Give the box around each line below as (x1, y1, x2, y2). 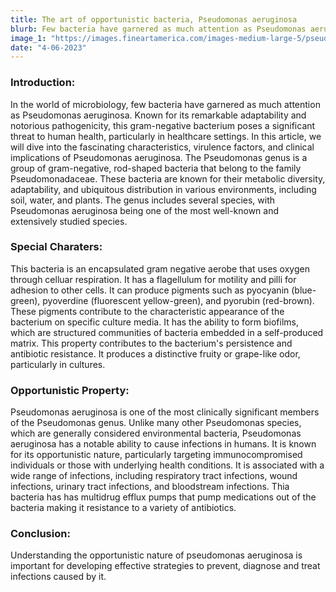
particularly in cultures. (10, 358, 106, 370)
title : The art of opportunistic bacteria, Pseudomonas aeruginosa (10, 14, 298, 25)
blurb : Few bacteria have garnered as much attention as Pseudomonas (10, 24, 307, 34)
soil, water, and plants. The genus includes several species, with (10, 194, 276, 206)
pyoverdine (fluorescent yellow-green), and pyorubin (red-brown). (42, 294, 315, 306)
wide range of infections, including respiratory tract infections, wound (10, 470, 298, 482)
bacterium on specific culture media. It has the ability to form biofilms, (10, 316, 299, 328)
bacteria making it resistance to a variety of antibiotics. (10, 502, 237, 514)
